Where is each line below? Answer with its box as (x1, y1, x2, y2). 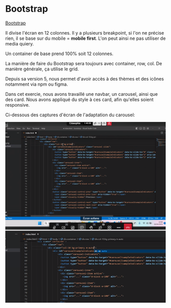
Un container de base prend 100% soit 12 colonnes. (5, 50, 113, 57)
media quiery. (5, 40, 34, 46)
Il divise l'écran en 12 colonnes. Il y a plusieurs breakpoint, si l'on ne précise (5, 30, 164, 36)
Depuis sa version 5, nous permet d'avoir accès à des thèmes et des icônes (5, 75, 164, 82)
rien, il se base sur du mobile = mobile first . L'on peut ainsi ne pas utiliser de (5, 35, 166, 41)
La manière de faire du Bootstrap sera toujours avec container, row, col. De (5, 60, 162, 66)
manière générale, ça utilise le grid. (5, 66, 79, 72)
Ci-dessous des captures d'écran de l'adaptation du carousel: (5, 112, 135, 118)
